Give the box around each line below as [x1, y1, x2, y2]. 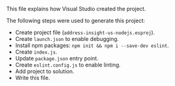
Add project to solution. [15, 68, 74, 75]
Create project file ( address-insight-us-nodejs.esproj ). [15, 29, 155, 36]
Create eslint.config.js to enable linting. [15, 61, 121, 68]
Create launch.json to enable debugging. [15, 35, 119, 42]
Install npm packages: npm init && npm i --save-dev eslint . [15, 42, 170, 49]
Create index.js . [15, 48, 58, 56]
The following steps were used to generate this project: [6, 17, 145, 24]
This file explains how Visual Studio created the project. [6, 5, 146, 12]
